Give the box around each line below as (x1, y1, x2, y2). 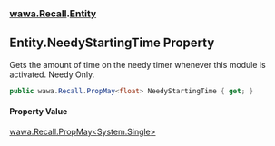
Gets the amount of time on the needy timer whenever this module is (9, 59, 266, 70)
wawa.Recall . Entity (9, 7, 97, 20)
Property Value (9, 106, 68, 117)
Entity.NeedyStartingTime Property (9, 35, 215, 51)
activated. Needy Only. (9, 69, 95, 80)
